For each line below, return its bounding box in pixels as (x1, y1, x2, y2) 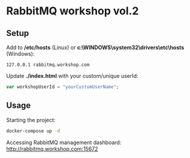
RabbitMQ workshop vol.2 (6, 4, 139, 18)
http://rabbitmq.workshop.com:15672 (6, 145, 98, 152)
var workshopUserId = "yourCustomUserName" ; (6, 84, 119, 90)
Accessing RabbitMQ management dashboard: (6, 139, 122, 146)
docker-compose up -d (6, 127, 61, 134)
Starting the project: (6, 116, 56, 123)
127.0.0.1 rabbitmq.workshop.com (6, 62, 90, 68)
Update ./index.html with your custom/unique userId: (6, 72, 139, 79)
